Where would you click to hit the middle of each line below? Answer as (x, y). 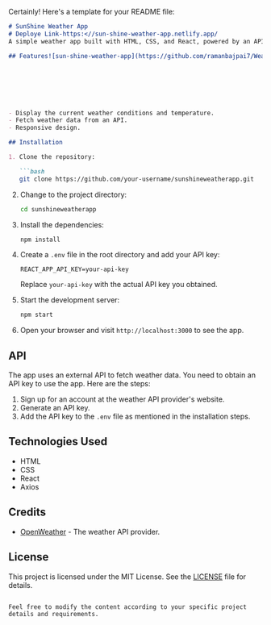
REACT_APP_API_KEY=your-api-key (74, 269)
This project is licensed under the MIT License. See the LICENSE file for (127, 577)
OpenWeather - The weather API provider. (90, 531)
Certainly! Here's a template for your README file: (92, 12)
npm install (40, 240)
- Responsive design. (45, 128)
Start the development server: (70, 300)
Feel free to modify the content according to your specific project (128, 607)
